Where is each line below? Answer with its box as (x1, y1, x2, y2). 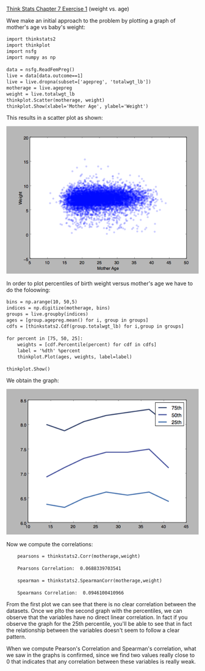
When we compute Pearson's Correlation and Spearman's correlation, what (6, 645, 196, 653)
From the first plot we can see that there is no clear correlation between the (6, 601, 196, 608)
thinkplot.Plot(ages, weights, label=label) (17, 354, 132, 360)
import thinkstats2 (6, 36, 56, 42)
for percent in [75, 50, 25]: (6, 335, 84, 342)
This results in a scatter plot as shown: (6, 114, 104, 121)
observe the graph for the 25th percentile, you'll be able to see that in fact (6, 620, 192, 628)
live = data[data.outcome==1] (6, 73, 84, 79)
